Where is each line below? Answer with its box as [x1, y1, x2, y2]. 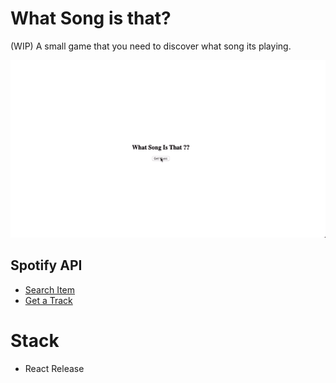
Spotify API [10, 257, 83, 274]
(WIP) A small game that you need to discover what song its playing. [10, 40, 292, 52]
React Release [24, 362, 85, 374]
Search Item [24, 283, 76, 296]
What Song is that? [10, 7, 172, 30]
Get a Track [24, 294, 73, 306]
